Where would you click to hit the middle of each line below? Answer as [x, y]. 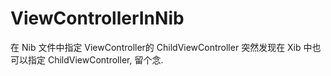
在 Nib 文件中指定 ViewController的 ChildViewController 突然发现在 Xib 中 [161, 47]
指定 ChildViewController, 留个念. [95, 59]
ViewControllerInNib [97, 18]
